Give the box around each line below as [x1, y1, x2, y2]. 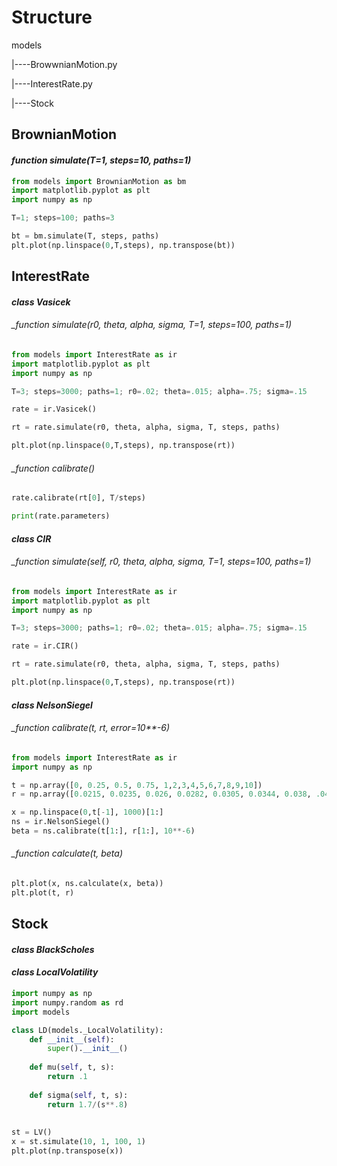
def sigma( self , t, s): [29, 1090, 129, 1100]
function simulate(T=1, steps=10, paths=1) [11, 154, 192, 166]
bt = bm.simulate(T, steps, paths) [11, 231, 160, 241]
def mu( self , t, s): [29, 1062, 115, 1073]
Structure [11, 6, 93, 29]
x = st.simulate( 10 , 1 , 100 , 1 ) [11, 1137, 146, 1147]
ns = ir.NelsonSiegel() [11, 817, 111, 827]
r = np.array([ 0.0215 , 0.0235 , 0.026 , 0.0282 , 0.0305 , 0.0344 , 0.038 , [11, 789, 312, 800]
